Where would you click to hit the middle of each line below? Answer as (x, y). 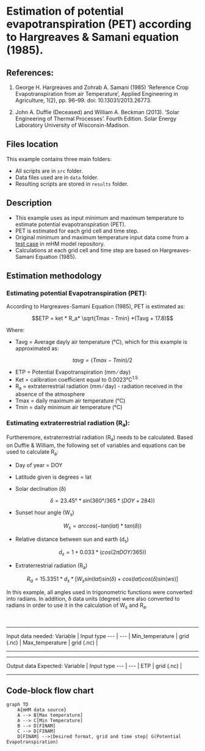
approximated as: (37, 349)
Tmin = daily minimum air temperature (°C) (69, 407)
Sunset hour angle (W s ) (45, 513)
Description (29, 203)
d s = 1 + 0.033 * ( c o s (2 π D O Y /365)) (103, 553)
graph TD (17, 705)
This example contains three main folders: (59, 159)
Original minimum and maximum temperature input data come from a (102, 237)
